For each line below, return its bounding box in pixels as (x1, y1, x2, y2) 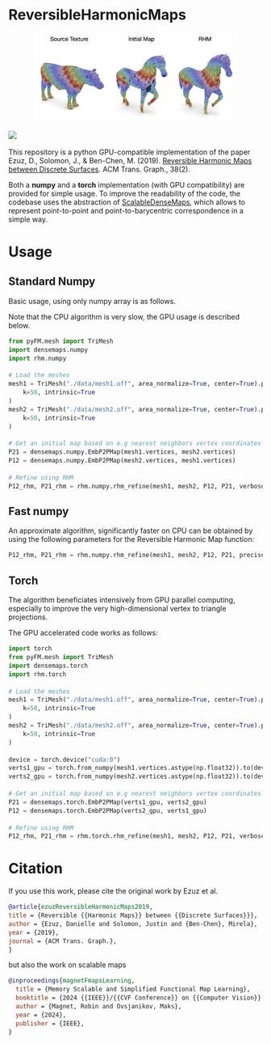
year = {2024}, (15, 1011, 67, 1019)
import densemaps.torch (8, 661, 89, 670)
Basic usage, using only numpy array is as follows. (8, 296, 176, 306)
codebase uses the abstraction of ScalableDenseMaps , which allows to (8, 197, 246, 207)
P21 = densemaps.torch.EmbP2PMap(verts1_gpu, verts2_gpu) (8, 798, 207, 806)
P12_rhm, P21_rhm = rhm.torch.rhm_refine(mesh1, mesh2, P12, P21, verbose (8, 832, 265, 840)
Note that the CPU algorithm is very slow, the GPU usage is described (8, 311, 240, 321)
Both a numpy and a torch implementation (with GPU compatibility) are (8, 180, 245, 189)
